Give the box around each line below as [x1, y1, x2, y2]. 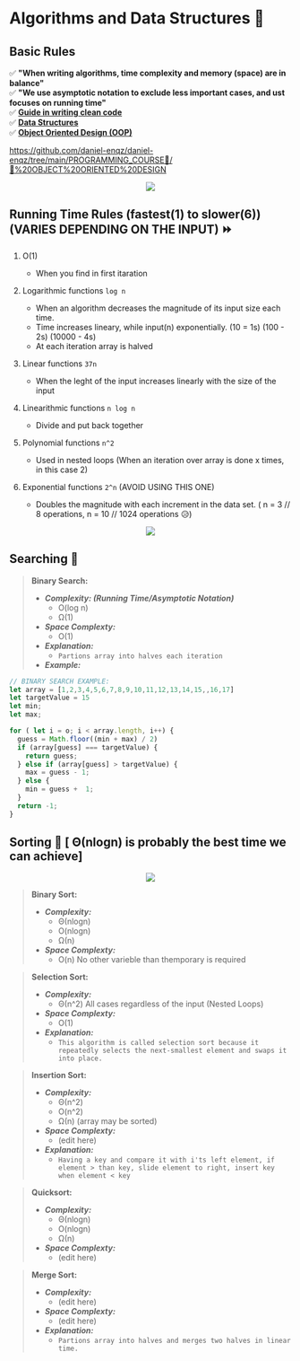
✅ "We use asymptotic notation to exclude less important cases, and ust [9, 87, 285, 98]
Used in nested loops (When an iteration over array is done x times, [35, 454, 285, 465]
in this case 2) [35, 464, 88, 475]
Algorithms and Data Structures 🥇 [9, 8, 265, 29]
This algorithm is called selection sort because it [57, 1039, 260, 1048]
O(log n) [57, 601, 89, 613]
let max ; [9, 710, 42, 719]
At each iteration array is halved [35, 340, 154, 351]
